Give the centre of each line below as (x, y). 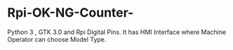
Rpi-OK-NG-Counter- (71, 13)
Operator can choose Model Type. (57, 39)
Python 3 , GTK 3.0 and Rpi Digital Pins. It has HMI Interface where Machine (117, 32)
